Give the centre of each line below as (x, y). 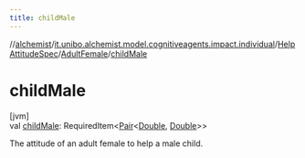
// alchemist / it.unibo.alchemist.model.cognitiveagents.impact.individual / (144, 44)
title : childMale (42, 18)
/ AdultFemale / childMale (103, 53)
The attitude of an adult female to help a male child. (106, 143)
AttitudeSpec (34, 53)
